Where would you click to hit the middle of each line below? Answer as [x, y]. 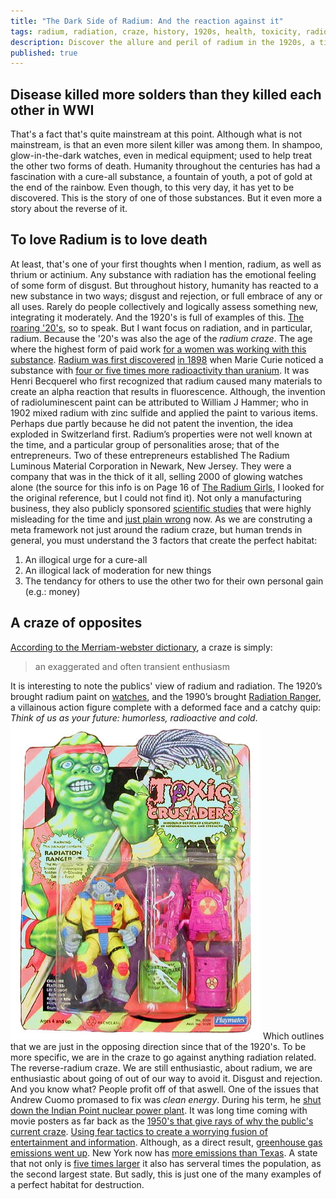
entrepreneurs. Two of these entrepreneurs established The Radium [150, 455]
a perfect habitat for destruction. [77, 1184]
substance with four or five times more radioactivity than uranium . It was [160, 370]
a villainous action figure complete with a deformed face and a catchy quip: [165, 707]
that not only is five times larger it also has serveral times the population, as [166, 1163]
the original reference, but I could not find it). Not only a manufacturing [156, 497]
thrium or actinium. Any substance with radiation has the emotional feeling [163, 274]
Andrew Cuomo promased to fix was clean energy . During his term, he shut [166, 1099]
